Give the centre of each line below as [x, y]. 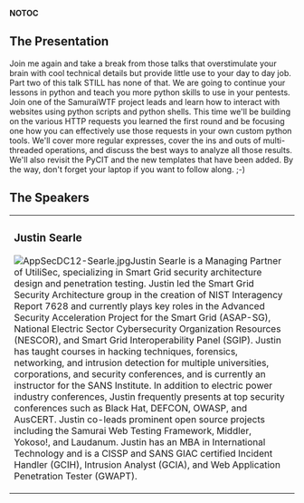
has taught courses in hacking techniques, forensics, [126, 351]
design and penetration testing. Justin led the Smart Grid [134, 283]
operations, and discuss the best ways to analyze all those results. [168, 150]
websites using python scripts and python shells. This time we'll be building [150, 111]
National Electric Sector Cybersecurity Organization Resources [147, 328]
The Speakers [50, 198]
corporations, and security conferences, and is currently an [140, 373]
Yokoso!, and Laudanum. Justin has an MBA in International [140, 441]
